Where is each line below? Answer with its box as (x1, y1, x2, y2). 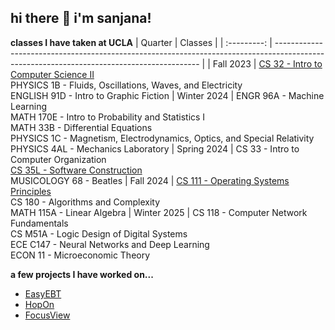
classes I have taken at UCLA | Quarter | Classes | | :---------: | (10, 36, 273, 48)
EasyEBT (24, 287, 62, 300)
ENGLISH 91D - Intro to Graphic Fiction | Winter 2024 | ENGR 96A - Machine (10, 89, 325, 101)
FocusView (24, 309, 71, 321)
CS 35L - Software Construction (10, 164, 143, 176)
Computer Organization (10, 153, 107, 165)
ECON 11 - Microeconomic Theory (10, 249, 151, 261)
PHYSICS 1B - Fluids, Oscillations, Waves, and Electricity (10, 79, 243, 91)
